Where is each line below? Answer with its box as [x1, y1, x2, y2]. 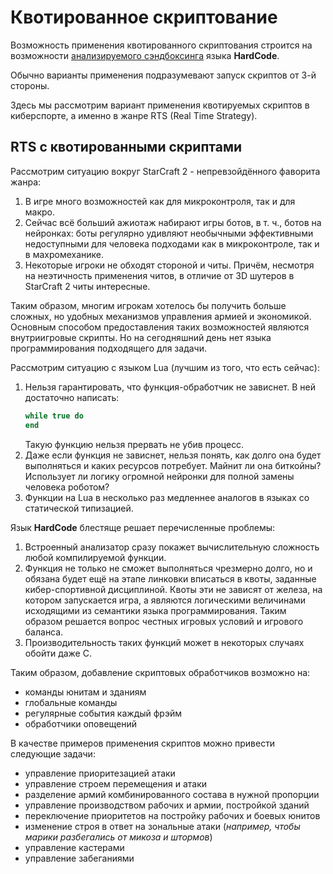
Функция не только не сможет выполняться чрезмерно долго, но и [24, 562, 313, 574]
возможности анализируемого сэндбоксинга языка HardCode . [10, 49, 280, 61]
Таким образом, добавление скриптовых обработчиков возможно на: [10, 666, 311, 678]
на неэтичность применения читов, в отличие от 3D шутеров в [24, 269, 295, 281]
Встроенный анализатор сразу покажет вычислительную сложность [24, 541, 320, 553]
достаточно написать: [24, 391, 120, 403]
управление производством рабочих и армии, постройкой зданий [24, 799, 310, 811]
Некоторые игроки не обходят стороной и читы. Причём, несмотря [24, 259, 315, 271]
